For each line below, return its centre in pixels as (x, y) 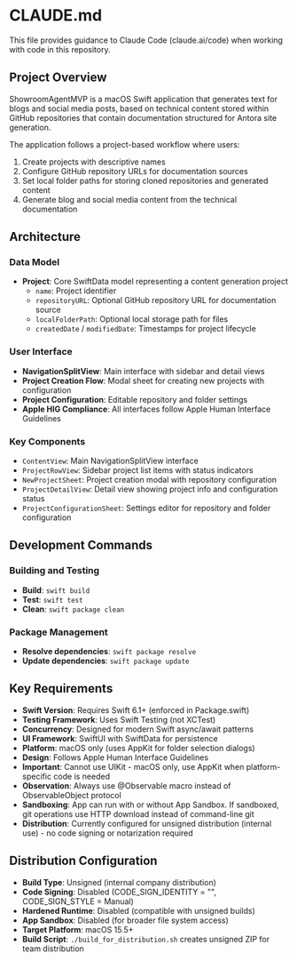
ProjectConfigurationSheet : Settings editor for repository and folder (146, 509)
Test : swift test (52, 599)
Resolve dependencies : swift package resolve (109, 652)
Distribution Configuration (83, 861)
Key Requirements (61, 689)
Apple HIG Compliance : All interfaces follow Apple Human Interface (146, 409)
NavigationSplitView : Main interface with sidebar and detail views (144, 371)
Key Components (47, 441)
